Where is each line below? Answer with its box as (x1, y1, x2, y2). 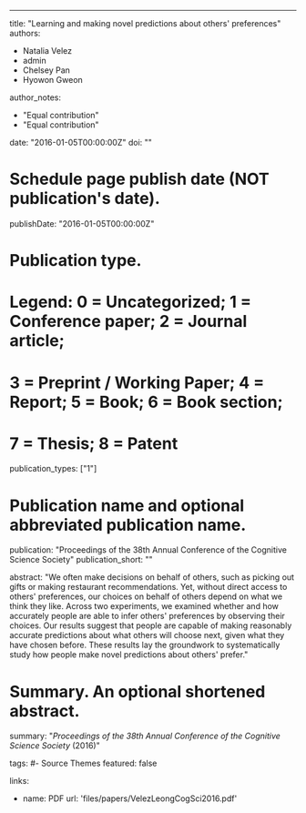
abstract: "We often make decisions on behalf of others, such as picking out (9, 572, 294, 583)
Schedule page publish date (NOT (9, 169, 270, 189)
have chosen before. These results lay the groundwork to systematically (9, 639, 280, 651)
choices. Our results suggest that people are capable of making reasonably (9, 620, 292, 631)
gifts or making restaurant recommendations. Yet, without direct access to (9, 582, 288, 593)
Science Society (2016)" (9, 740, 100, 751)
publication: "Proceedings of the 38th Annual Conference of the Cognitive (9, 544, 287, 555)
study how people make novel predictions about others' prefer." (9, 649, 249, 660)
